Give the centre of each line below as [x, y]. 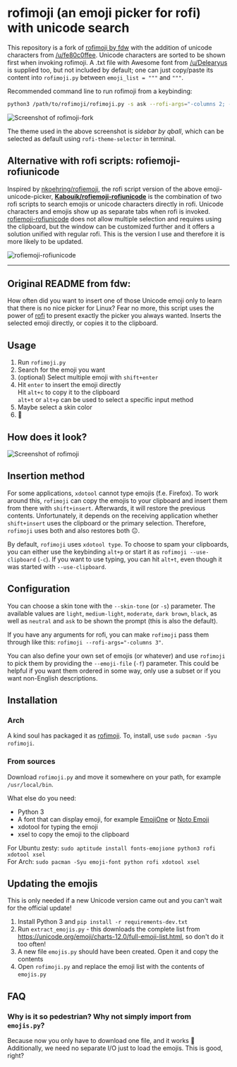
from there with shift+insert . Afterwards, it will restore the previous [107, 508]
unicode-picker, [30, 196]
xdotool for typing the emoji [58, 827]
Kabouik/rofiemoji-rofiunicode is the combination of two [138, 196]
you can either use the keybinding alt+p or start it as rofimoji [97, 551]
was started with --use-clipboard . [57, 566]
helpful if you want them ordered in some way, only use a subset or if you [114, 671]
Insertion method [46, 476]
